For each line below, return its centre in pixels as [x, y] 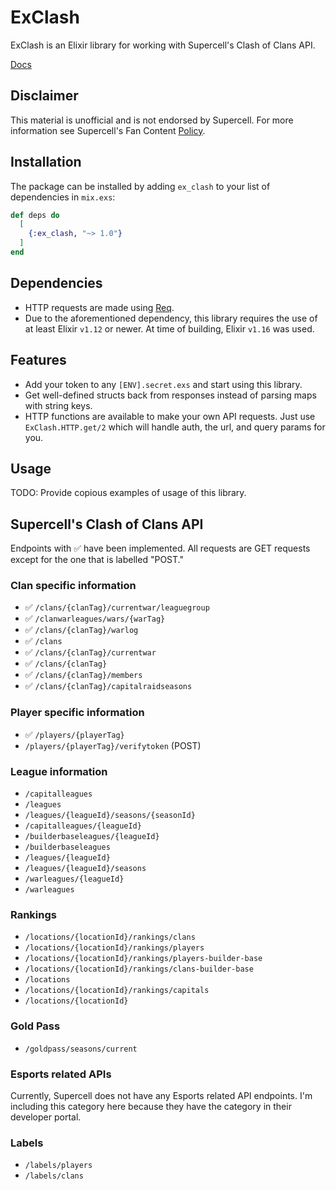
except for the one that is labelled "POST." [97, 560]
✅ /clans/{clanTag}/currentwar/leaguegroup [117, 607]
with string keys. [58, 405]
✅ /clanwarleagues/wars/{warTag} [95, 618]
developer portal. [46, 1117]
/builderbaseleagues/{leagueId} [92, 837]
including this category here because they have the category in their [151, 1106]
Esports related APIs [61, 1074]
